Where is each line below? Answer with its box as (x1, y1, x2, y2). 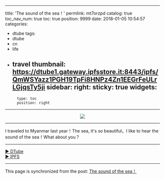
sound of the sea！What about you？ (5, 134, 80, 140)
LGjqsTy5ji (12, 83, 45, 91)
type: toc (17, 96, 37, 101)
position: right (17, 100, 50, 105)
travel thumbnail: (12, 60, 66, 68)
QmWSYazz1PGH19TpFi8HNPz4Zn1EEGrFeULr (12, 75, 157, 84)
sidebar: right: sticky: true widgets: (46, 83, 157, 91)
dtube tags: (12, 30, 36, 36)
